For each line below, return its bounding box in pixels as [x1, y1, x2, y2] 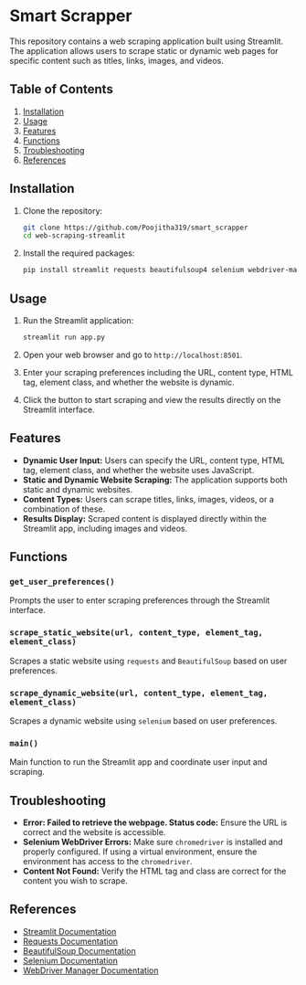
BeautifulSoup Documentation [22, 945, 136, 956]
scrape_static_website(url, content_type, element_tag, [9, 628, 263, 638]
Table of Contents [9, 81, 114, 97]
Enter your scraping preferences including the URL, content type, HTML [22, 366, 294, 377]
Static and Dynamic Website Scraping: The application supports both [22, 474, 288, 485]
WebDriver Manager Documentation [22, 965, 159, 976]
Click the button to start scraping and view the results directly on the [22, 394, 281, 405]
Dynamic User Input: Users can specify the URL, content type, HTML [22, 454, 285, 466]
